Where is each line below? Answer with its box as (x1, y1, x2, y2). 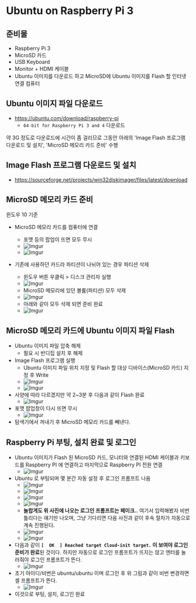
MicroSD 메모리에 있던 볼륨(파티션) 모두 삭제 (23, 287, 126, 294)
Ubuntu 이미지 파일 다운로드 (6, 98, 104, 109)
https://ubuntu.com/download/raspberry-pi (14, 114, 119, 121)
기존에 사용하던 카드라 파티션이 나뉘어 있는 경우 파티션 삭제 (14, 261, 149, 268)
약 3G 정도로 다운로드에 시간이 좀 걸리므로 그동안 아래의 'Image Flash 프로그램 (6, 134, 186, 141)
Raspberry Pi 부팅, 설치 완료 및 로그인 (6, 437, 136, 447)
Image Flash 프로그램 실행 (14, 357, 75, 364)
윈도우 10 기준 (6, 211, 38, 218)
